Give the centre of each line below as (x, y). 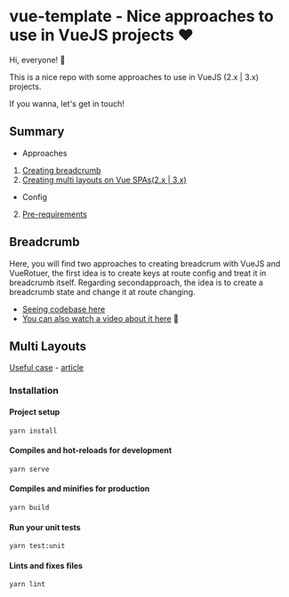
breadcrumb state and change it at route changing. (102, 291)
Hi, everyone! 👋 (37, 60)
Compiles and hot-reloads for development (91, 450)
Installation (34, 391)
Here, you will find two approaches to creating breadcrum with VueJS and (145, 263)
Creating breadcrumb (61, 170)
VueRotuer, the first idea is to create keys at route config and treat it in (138, 273)
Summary (37, 132)
